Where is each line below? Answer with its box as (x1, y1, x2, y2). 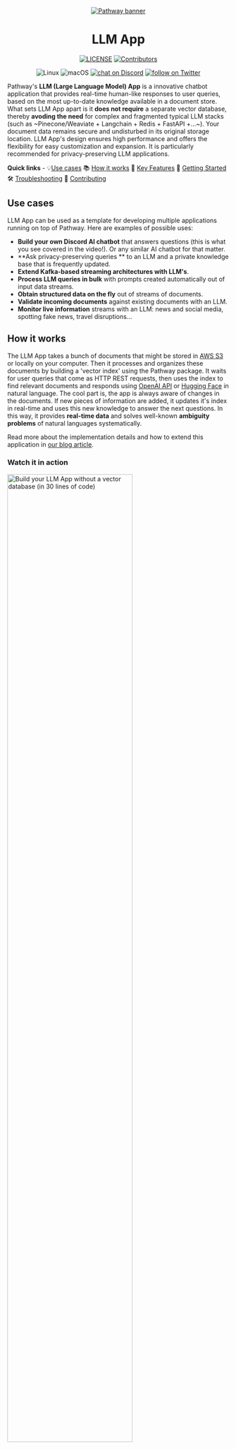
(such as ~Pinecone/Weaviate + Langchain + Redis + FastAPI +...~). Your (7, 119, 220, 128)
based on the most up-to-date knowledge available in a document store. (7, 97, 218, 105)
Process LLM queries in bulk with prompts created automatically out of (17, 275, 225, 283)
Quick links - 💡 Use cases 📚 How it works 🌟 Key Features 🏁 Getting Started (7, 163, 227, 172)
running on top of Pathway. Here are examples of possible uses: (7, 223, 194, 232)
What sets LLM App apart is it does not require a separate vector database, (7, 104, 227, 113)
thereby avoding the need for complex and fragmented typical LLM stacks (7, 112, 224, 120)
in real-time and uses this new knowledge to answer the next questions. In (7, 404, 223, 412)
